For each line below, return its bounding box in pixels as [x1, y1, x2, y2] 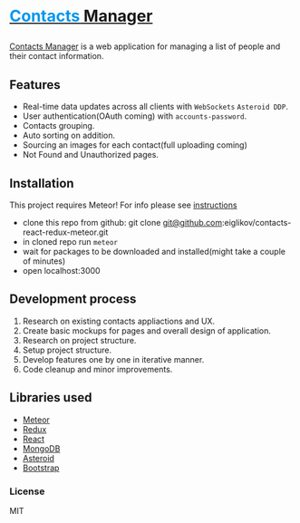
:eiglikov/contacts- [221, 218, 292, 228]
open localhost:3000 [22, 266, 102, 276]
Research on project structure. [22, 334, 137, 345]
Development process [9, 292, 137, 307]
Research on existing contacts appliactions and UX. [22, 315, 216, 326]
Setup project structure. [22, 344, 111, 355]
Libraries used [9, 390, 92, 405]
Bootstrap [22, 462, 60, 473]
